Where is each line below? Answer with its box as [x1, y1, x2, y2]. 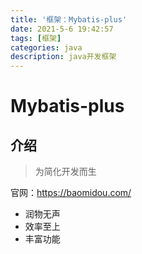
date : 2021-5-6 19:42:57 [10, 24, 114, 34]
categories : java [10, 42, 83, 53]
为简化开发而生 [34, 166, 97, 178]
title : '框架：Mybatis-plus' [10, 14, 128, 25]
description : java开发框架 [10, 52, 117, 62]
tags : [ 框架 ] [10, 33, 62, 43]
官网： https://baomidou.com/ [10, 187, 132, 199]
